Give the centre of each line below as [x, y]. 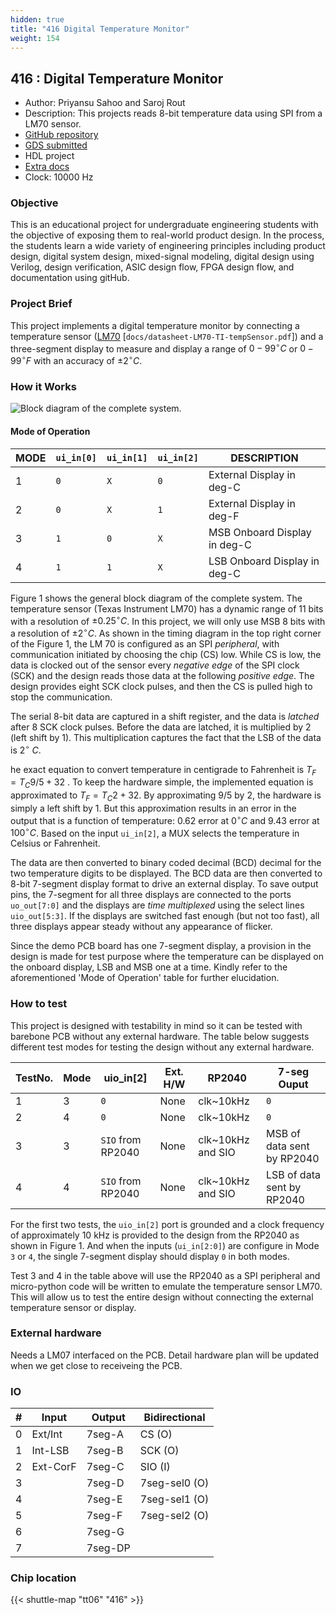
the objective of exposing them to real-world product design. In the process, [167, 235]
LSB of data [293, 1174]
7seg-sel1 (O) [174, 1499]
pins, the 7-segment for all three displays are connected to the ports [151, 895]
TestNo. [34, 1078]
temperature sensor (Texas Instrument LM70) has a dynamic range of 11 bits [167, 608]
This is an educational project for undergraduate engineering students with [164, 225]
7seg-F [104, 1516]
